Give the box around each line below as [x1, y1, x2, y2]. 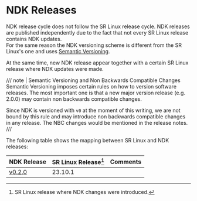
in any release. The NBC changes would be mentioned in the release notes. [6, 119, 188, 126]
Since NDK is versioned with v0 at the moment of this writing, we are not [6, 107, 181, 114]
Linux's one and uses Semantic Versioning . [6, 47, 110, 54]
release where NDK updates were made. [6, 65, 104, 72]
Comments [110, 158, 142, 166]
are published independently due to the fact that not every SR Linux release [6, 29, 189, 36]
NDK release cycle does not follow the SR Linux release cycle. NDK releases [6, 23, 191, 30]
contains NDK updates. [6, 35, 62, 42]
